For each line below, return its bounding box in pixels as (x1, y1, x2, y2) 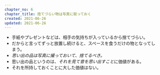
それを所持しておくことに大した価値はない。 (11, 65, 101, 71)
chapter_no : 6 (4, 7, 34, 12)
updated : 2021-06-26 (4, 20, 47, 26)
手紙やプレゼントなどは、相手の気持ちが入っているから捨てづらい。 (11, 34, 148, 40)
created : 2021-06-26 (4, 16, 47, 21)
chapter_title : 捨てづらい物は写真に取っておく (4, 12, 91, 16)
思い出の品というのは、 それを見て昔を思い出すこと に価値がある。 (11, 59, 144, 64)
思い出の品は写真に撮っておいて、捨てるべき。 (11, 53, 105, 59)
